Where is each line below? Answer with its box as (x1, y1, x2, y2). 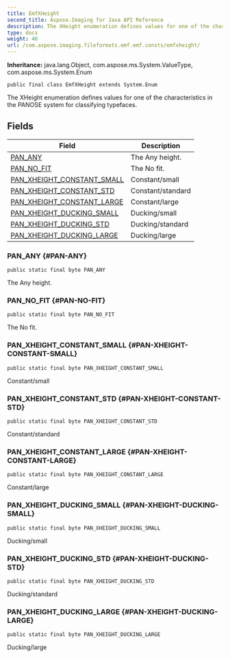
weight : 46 (7, 36, 38, 43)
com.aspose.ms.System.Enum (7, 68, 92, 76)
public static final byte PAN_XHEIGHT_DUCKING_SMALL (7, 524, 161, 532)
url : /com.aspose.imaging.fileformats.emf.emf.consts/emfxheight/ (7, 42, 201, 49)
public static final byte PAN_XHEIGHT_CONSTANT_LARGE (7, 471, 164, 478)
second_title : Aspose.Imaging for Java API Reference (7, 16, 164, 23)
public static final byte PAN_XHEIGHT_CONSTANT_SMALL (7, 364, 164, 371)
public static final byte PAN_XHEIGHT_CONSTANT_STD (7, 418, 157, 425)
